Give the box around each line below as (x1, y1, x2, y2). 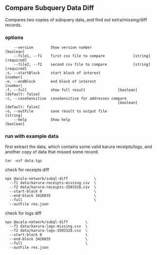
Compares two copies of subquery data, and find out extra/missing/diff (5, 17, 147, 22)
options (5, 34, 24, 41)
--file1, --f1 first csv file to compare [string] (14, 53, 151, 59)
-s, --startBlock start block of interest (5, 70, 101, 76)
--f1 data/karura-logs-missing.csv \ (9, 224, 88, 229)
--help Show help (14, 118, 70, 122)
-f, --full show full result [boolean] (5, 87, 138, 93)
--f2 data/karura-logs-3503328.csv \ (9, 228, 88, 233)
